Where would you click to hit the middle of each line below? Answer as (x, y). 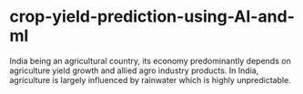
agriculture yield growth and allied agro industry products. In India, (134, 70)
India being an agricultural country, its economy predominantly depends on (150, 61)
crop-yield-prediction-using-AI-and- (152, 17)
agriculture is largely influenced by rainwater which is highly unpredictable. (150, 80)
